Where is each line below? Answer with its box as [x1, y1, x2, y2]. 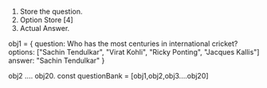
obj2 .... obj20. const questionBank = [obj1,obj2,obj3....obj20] [8, 71, 209, 80]
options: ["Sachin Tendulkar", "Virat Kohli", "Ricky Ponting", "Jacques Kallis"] [8, 48, 260, 56]
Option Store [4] [19, 15, 73, 25]
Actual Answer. [19, 24, 70, 33]
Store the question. [19, 7, 83, 16]
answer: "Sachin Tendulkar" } [8, 55, 105, 65]
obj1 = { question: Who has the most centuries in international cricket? [8, 39, 238, 48]
